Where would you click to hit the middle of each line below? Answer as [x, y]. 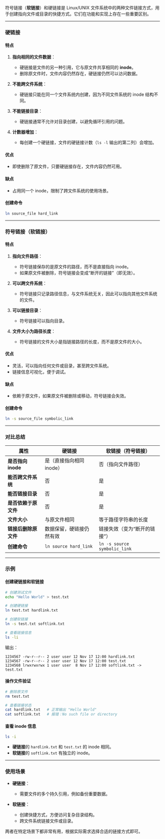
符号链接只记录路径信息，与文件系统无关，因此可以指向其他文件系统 [88, 294]
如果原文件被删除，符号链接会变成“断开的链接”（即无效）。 [78, 273]
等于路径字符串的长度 [124, 520]
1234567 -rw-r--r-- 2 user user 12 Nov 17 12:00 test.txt [66, 661]
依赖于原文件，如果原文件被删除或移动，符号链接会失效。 [70, 396]
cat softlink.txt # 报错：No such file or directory [61, 715]
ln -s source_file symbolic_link [39, 419]
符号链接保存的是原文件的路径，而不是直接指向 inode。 [75, 266]
